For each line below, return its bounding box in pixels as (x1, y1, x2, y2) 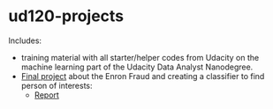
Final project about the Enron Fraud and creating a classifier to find (20, 70, 265, 81)
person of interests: (20, 80, 94, 91)
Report (34, 90, 59, 100)
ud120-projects (8, 6, 125, 26)
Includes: (8, 35, 42, 46)
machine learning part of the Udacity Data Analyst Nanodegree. (20, 62, 254, 72)
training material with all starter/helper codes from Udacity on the (20, 52, 260, 62)
